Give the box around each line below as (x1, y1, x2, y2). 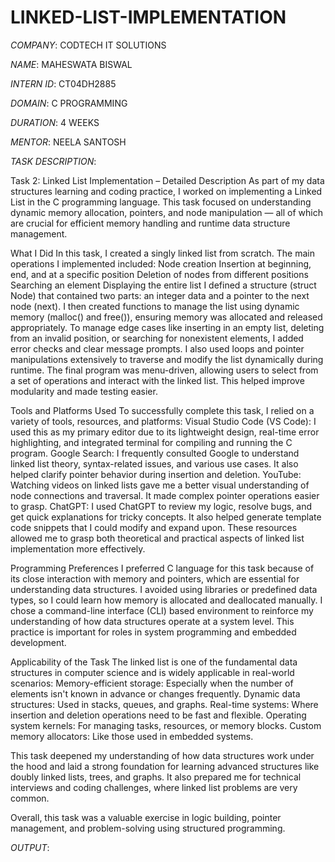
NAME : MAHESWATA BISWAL (10, 58, 133, 70)
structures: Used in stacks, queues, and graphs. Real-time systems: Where (10, 698, 319, 710)
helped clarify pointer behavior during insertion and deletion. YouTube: (10, 468, 302, 480)
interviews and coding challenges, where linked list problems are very (10, 781, 298, 793)
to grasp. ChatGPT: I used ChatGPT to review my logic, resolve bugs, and (10, 500, 313, 512)
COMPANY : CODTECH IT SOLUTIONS (10, 39, 167, 51)
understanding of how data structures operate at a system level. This (10, 615, 295, 627)
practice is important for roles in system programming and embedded (10, 626, 297, 638)
